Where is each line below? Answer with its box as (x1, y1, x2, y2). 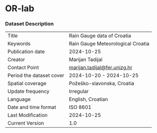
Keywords (7, 40, 31, 47)
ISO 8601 (69, 104, 92, 111)
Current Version (7, 120, 44, 127)
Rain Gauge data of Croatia (69, 32, 131, 39)
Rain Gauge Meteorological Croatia (69, 40, 150, 47)
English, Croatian (69, 96, 108, 103)
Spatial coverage (7, 80, 47, 87)
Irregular (69, 88, 89, 95)
